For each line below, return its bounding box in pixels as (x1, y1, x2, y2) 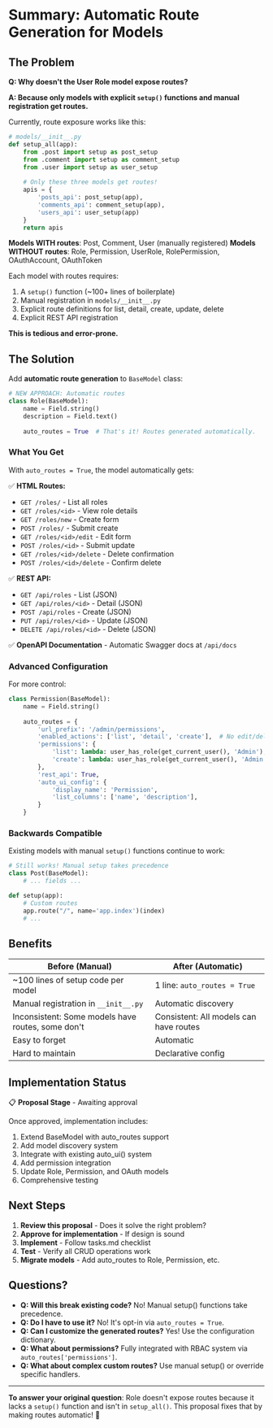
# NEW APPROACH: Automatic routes (8, 390, 126, 398)
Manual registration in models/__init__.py (19, 295, 161, 306)
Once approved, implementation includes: (8, 1117, 149, 1126)
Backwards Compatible (8, 827, 103, 838)
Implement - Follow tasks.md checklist (19, 1238, 151, 1247)
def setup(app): (8, 891, 63, 899)
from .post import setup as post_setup (23, 148, 158, 156)
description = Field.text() (23, 412, 118, 420)
